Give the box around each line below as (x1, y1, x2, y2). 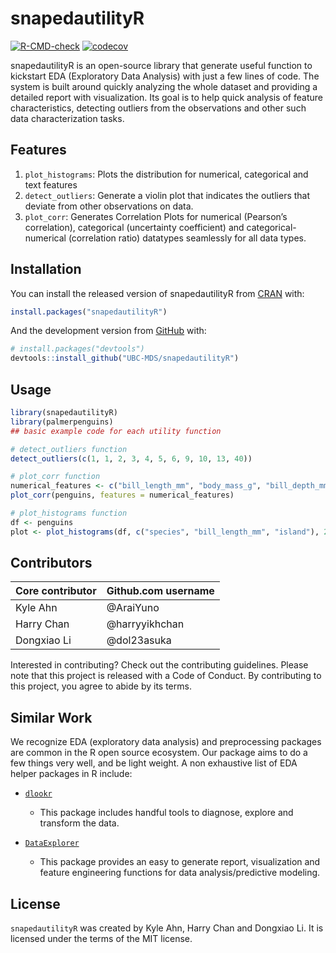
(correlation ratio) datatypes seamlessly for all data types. (68, 232, 307, 244)
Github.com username (106, 584, 215, 598)
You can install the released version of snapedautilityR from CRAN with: (10, 287, 305, 299)
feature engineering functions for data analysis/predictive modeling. (39, 867, 321, 879)
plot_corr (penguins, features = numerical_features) (10, 490, 235, 501)
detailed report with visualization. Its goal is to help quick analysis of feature (10, 91, 323, 103)
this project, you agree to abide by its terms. (10, 680, 192, 692)
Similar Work (10, 709, 93, 726)
